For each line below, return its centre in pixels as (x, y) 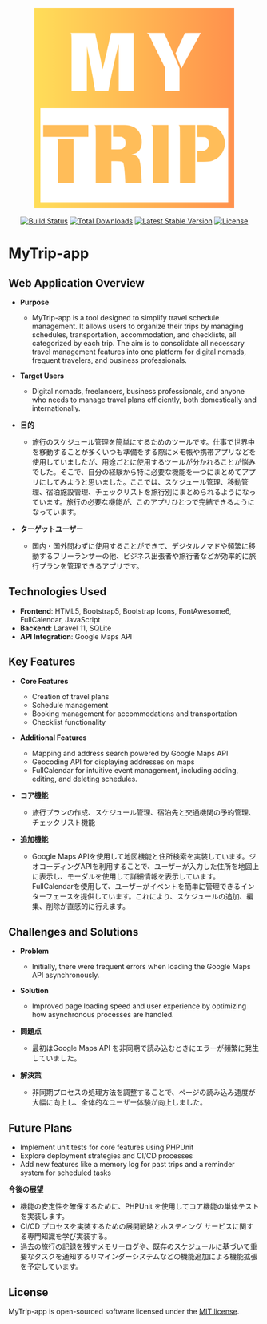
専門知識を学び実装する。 (69, 1237)
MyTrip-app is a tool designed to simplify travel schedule (126, 318)
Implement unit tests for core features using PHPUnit (107, 1147)
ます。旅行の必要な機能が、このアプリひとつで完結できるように (150, 502)
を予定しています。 (51, 1266)
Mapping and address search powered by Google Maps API (130, 753)
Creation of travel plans (70, 696)
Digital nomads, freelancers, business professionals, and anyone (138, 391)
